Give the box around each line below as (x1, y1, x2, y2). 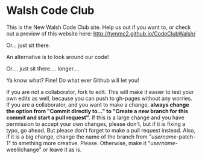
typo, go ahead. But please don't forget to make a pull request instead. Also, (6, 126, 196, 134)
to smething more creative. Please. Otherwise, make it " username (12, 139, 176, 146)
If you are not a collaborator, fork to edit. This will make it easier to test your (6, 88, 194, 95)
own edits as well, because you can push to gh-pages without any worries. (6, 95, 193, 102)
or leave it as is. (43, 146, 82, 153)
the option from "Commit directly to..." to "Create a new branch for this (6, 107, 189, 114)
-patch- (176, 133, 196, 140)
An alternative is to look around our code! (6, 53, 109, 60)
